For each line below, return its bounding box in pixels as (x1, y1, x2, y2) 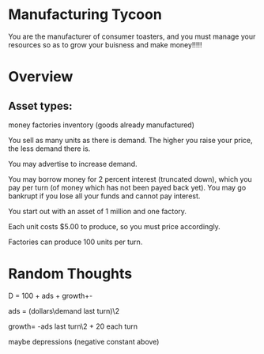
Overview (8, 68, 74, 86)
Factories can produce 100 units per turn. (8, 237, 143, 247)
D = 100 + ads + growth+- (8, 291, 93, 300)
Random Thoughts (8, 265, 133, 283)
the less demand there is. (8, 144, 91, 153)
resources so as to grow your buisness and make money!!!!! (8, 40, 202, 49)
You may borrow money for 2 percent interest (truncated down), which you (8, 174, 253, 183)
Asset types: (8, 99, 73, 112)
